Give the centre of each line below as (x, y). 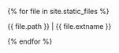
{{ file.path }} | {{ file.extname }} (59, 26)
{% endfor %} (30, 41)
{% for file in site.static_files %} (58, 11)
